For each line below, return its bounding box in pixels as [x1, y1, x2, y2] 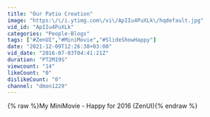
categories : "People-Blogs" [7, 30, 91, 37]
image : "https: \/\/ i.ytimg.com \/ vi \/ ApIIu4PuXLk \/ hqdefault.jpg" [7, 17, 204, 24]
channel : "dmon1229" [7, 82, 69, 90]
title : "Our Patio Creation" [7, 10, 93, 18]
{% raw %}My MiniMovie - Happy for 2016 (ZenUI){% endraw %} [7, 101, 198, 110]
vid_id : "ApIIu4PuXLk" [7, 23, 74, 30]
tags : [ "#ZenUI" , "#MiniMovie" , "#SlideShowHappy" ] [7, 37, 157, 44]
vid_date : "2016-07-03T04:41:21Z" [7, 50, 110, 57]
